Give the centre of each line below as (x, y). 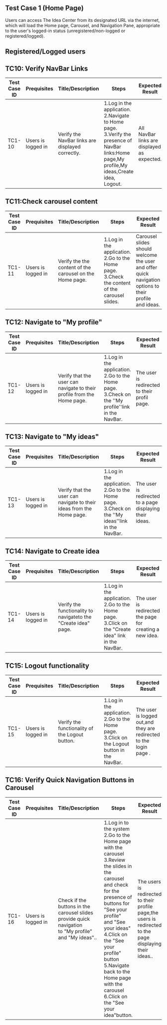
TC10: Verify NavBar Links (46, 68)
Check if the (72, 900)
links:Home (117, 153)
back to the (117, 971)
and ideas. (148, 304)
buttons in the (74, 906)
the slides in (118, 866)
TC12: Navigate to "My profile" (54, 322)
